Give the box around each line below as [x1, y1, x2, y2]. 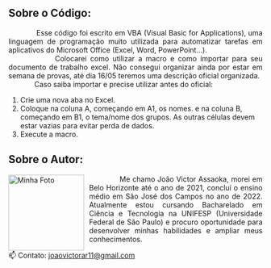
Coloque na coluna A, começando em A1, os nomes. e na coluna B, [19, 103, 243, 113]
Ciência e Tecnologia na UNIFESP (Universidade [89, 208, 263, 218]
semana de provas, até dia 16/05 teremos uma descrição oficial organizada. [8, 70, 261, 80]
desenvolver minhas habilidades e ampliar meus [89, 225, 263, 235]
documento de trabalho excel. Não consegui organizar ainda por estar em [8, 62, 263, 72]
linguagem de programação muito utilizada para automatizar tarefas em [8, 36, 263, 46]
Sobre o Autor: [8, 153, 83, 166]
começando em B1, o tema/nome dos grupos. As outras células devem [19, 112, 256, 122]
